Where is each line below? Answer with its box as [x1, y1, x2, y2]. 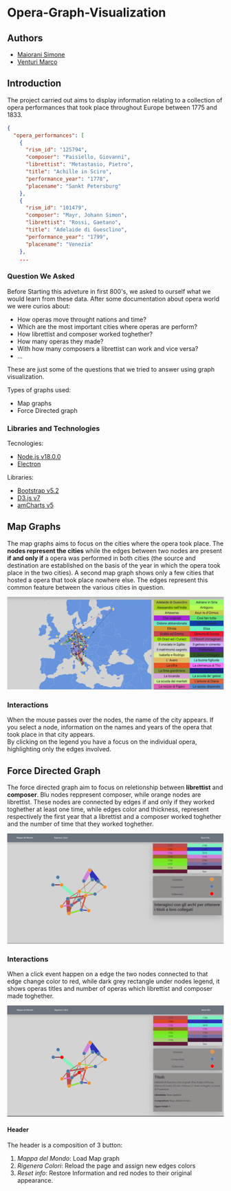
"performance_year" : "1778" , [25, 175, 109, 182]
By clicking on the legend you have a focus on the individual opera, [7, 738, 197, 746]
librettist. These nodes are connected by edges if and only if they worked [7, 798, 215, 806]
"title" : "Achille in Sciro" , [25, 169, 112, 175]
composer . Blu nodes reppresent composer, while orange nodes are [7, 791, 201, 799]
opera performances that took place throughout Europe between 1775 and [7, 103, 218, 111]
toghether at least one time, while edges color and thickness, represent [7, 805, 210, 813]
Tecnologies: [7, 439, 44, 448]
